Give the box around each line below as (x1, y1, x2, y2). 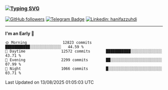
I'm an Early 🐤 (5, 30, 34, 37)
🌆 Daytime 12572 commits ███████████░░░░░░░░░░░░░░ (5, 49, 162, 54)
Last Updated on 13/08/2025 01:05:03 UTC (5, 80, 94, 86)
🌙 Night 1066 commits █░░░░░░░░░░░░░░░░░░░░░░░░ (5, 66, 162, 72)
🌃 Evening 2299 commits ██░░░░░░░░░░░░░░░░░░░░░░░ (5, 58, 162, 63)
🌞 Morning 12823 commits (5, 40, 92, 45)
